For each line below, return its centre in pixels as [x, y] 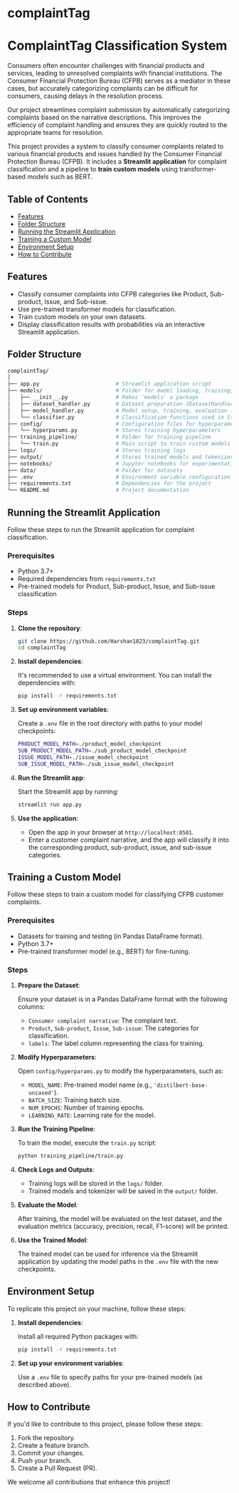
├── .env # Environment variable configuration [119, 477]
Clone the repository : [50, 628]
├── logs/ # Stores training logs [97, 451]
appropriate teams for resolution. [56, 133]
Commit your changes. [51, 1453]
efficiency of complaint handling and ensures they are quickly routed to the [117, 125]
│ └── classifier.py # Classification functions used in [116, 417]
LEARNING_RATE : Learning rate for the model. [92, 1115]
